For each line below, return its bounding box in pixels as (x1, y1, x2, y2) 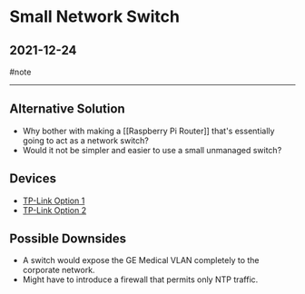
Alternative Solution (9, 102, 125, 117)
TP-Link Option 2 (22, 204, 87, 215)
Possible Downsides (9, 231, 127, 247)
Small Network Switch (9, 6, 180, 27)
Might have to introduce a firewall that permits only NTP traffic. (22, 274, 259, 285)
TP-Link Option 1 (22, 195, 85, 206)
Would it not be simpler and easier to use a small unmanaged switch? (22, 144, 282, 155)
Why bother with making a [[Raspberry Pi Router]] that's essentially (22, 125, 275, 136)
